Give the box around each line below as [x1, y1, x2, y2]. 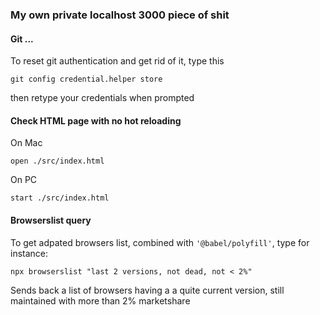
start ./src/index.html [10, 193, 110, 203]
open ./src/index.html [10, 156, 105, 167]
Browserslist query [10, 214, 92, 226]
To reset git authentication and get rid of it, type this [10, 55, 225, 67]
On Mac [10, 137, 43, 149]
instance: [10, 247, 49, 259]
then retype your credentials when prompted [10, 92, 195, 104]
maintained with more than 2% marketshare [10, 294, 191, 307]
